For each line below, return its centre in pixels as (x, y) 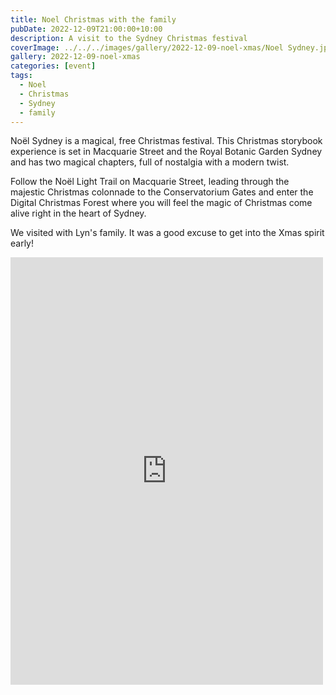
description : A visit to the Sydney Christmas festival (129, 38)
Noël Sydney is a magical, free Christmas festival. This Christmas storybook (166, 141)
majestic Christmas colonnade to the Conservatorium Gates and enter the (162, 192)
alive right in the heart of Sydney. (78, 213)
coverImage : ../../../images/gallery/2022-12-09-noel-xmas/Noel (147, 47)
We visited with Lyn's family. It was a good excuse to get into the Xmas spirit (167, 233)
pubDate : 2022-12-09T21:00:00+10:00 (86, 29)
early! (22, 243)
